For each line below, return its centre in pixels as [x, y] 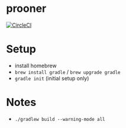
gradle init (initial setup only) [52, 78]
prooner [26, 9]
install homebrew [36, 65]
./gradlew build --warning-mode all [60, 119]
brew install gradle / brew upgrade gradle [67, 72]
